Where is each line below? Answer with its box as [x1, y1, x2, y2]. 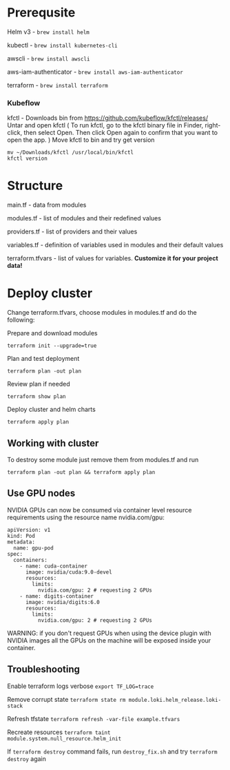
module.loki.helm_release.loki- [128, 696, 222, 703]
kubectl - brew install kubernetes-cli [7, 41, 118, 49]
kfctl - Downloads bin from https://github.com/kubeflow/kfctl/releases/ [7, 114, 209, 122]
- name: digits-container [19, 592, 94, 600]
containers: [13, 556, 48, 563]
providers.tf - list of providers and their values [7, 227, 138, 236]
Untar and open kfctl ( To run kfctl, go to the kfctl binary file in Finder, [7, 121, 204, 129]
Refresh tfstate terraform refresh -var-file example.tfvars [7, 714, 180, 722]
